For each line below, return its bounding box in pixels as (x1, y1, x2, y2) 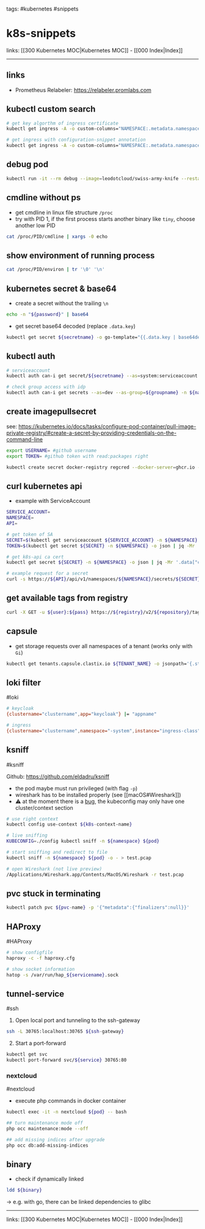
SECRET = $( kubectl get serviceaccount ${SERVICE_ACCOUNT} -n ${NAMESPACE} (6, 537, 198, 543)
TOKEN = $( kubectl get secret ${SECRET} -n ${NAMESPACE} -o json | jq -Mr (6, 542, 195, 549)
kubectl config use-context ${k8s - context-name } (6, 821, 132, 827)
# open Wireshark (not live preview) (6, 866, 103, 872)
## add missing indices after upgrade (6, 1136, 105, 1143)
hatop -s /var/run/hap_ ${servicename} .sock (6, 971, 119, 978)
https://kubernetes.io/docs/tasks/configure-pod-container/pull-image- (18, 422, 196, 430)
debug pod (6, 159, 49, 170)
